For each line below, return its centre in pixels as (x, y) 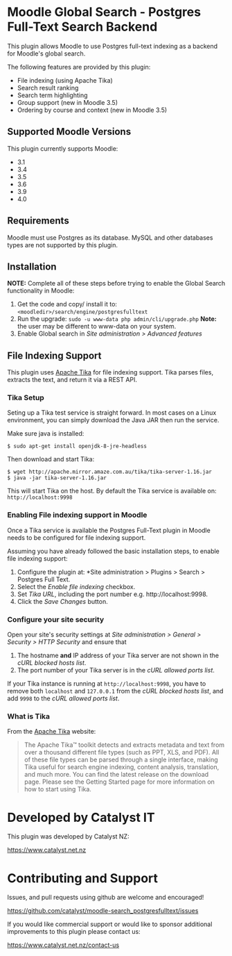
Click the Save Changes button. (63, 601)
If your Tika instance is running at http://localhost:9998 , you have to (107, 684)
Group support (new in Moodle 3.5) (68, 102)
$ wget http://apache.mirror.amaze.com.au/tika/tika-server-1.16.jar (110, 472)
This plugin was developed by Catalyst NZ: (68, 836)
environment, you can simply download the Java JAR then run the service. (113, 420)
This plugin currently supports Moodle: (63, 148)
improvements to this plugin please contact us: (74, 932)
